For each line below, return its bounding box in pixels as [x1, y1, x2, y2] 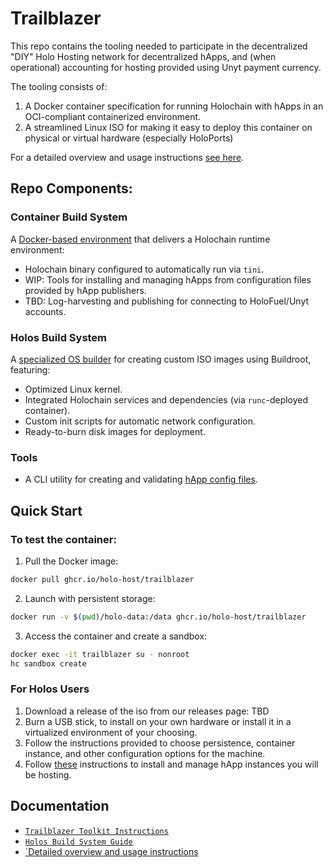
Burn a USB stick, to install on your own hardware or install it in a [24, 715, 292, 727]
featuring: [10, 363, 51, 376]
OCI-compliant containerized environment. [24, 110, 202, 122]
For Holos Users [10, 682, 90, 696]
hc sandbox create [10, 658, 87, 669]
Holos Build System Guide [24, 837, 133, 847]
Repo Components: [10, 180, 133, 197]
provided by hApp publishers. [24, 284, 147, 296]
